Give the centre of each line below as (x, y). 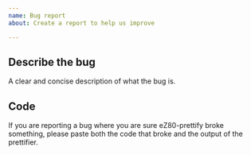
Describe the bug (52, 62)
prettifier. (23, 142)
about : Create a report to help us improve (82, 23)
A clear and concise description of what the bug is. (92, 81)
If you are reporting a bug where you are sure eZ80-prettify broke (116, 126)
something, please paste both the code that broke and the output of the (125, 134)
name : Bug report (37, 15)
